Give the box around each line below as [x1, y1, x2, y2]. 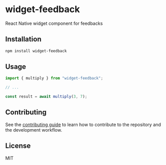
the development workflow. [5, 127, 62, 133]
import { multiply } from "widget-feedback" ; [5, 76, 103, 81]
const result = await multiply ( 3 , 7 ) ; [5, 94, 87, 99]
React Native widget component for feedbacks [5, 20, 103, 26]
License [5, 142, 31, 150]
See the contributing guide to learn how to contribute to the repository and [5, 121, 161, 128]
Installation [5, 35, 42, 44]
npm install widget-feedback [5, 48, 67, 54]
